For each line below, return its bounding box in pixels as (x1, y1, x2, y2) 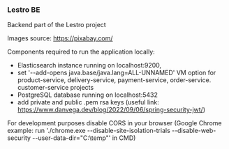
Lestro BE (7, 5, 40, 15)
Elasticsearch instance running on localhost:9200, (17, 61, 162, 70)
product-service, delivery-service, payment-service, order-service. (17, 76, 212, 84)
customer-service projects (17, 84, 94, 92)
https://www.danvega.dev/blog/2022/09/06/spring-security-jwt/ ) (17, 106, 206, 114)
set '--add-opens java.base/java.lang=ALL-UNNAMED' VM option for (17, 68, 216, 77)
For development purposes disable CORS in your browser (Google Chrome (7, 119, 222, 127)
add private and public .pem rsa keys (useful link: (17, 98, 159, 107)
